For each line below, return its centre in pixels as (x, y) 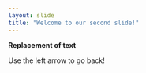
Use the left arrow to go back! (56, 60)
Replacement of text (42, 45)
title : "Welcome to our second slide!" (74, 23)
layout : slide (32, 15)
